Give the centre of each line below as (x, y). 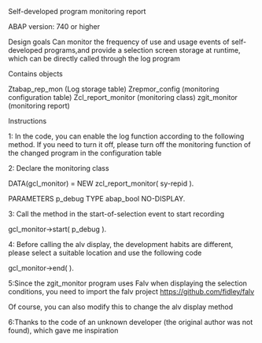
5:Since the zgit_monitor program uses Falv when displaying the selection (128, 283)
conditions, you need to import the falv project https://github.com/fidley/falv (131, 291)
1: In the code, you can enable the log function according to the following (126, 136)
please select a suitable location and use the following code (105, 253)
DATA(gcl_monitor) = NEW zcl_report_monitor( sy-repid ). (101, 183)
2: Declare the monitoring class (59, 168)
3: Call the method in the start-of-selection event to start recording (116, 214)
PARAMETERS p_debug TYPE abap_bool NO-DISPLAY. (97, 199)
